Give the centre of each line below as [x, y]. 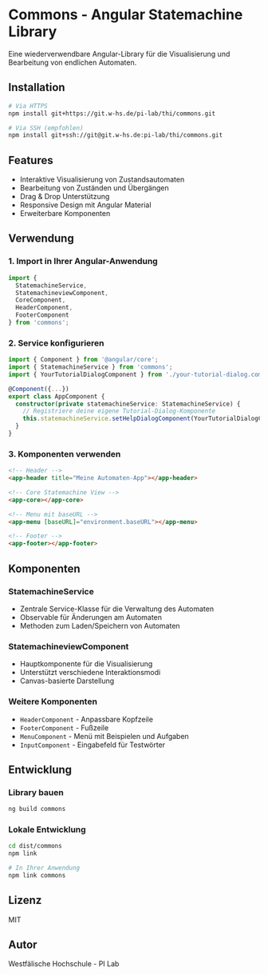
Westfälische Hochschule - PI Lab [64, 964]
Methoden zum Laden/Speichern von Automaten [100, 625]
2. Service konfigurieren [57, 343]
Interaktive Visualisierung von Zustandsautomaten [102, 180]
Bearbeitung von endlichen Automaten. [73, 62]
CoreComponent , [41, 300]
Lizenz [25, 900]
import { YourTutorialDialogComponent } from [85, 374]
